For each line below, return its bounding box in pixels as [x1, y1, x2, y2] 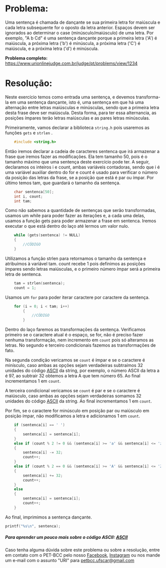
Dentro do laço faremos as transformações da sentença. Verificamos [5, 326, 146, 332]
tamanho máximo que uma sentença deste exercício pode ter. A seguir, [5, 159, 150, 164]
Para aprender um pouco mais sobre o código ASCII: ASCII [5, 534, 128, 540]
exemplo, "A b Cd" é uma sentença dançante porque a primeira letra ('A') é [5, 35, 157, 41]
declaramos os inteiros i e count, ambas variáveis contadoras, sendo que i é [5, 164, 160, 170]
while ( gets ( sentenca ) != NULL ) [14, 233, 81, 238]
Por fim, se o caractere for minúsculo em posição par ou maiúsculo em [5, 408, 150, 414]
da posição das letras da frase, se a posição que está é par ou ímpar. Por [5, 174, 154, 180]
